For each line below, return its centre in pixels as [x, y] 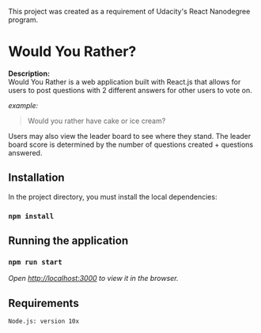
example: [23, 105]
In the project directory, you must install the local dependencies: [113, 196]
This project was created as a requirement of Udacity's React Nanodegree [129, 11]
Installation [36, 178]
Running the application [68, 241]
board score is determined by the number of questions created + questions [131, 144]
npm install [31, 216]
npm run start [35, 262]
